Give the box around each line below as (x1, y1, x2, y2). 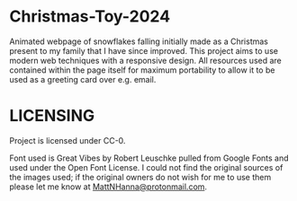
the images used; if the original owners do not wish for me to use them (9, 171, 272, 182)
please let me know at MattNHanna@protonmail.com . (9, 181, 208, 192)
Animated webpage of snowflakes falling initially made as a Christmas (9, 36, 268, 47)
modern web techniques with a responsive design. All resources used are (9, 55, 282, 66)
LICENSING (9, 106, 95, 127)
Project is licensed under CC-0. (9, 135, 126, 145)
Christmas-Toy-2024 (9, 6, 171, 27)
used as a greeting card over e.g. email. (9, 74, 157, 84)
